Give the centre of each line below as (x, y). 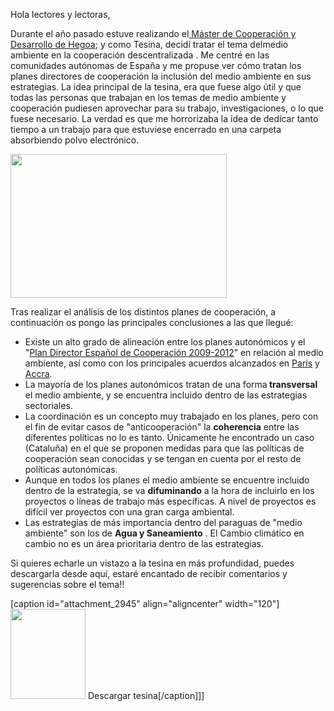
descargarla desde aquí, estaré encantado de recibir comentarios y (149, 573)
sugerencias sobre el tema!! (67, 584)
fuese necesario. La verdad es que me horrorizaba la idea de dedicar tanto (164, 118)
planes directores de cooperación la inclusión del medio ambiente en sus (161, 76)
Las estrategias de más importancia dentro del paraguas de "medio (163, 522)
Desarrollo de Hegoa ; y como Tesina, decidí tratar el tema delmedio (149, 44)
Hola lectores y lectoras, (60, 14)
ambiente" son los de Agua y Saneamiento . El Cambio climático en (164, 533)
